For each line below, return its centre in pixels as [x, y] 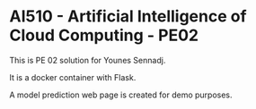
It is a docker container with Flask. [73, 77]
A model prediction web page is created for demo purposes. [121, 95]
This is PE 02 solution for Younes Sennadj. [88, 60]
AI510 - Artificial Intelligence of [128, 17]
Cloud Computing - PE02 [104, 35]
